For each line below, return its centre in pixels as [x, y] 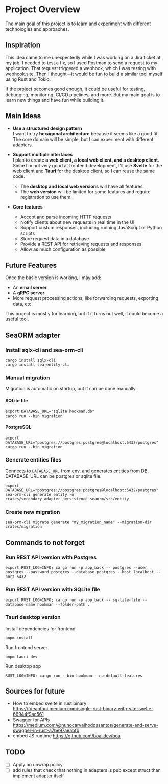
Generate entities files [33, 459]
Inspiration [23, 45]
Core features [28, 207]
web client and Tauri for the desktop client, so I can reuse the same [84, 171]
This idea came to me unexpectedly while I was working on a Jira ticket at [83, 57]
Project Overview [43, 9]
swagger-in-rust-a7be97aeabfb [46, 731]
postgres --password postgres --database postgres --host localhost [80, 572]
